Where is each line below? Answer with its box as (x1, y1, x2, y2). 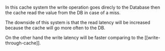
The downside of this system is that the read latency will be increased (5, 20, 150, 25)
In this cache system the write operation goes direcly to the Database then (5, 5, 160, 10)
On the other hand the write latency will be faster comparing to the (5, 35, 144, 40)
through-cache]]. (5, 40, 41, 46)
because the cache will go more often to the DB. (5, 25, 106, 31)
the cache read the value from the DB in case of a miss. (5, 10, 121, 16)
